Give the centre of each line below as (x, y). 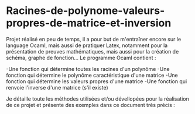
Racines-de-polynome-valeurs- (85, 11)
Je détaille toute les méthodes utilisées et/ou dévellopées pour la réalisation (97, 99)
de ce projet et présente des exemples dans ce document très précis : (90, 105)
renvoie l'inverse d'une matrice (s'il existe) (57, 87)
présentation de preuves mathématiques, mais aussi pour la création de (93, 51)
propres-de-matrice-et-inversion (89, 23)
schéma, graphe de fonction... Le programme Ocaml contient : (81, 58)
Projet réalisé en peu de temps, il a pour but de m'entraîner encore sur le (94, 39)
